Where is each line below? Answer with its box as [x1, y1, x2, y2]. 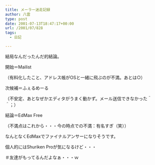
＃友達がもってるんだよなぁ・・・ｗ [5, 154, 79, 160]
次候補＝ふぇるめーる [5, 85, 49, 91]
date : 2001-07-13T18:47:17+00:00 [5, 21, 74, 26]
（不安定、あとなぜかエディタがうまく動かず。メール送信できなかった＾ [5, 95, 152, 102]
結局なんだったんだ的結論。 [5, 53, 62, 59]
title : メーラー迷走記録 [5, 7, 51, 12]
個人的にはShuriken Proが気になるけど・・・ [5, 144, 97, 150]
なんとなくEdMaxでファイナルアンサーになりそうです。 [5, 133, 118, 139]
